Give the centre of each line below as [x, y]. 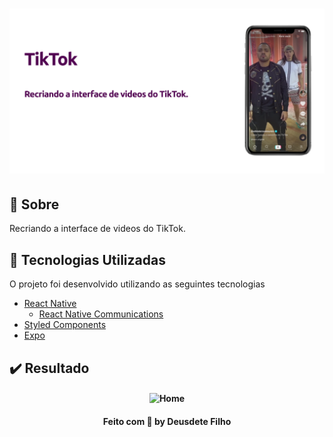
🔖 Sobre [34, 204]
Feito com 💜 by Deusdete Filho [167, 421]
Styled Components [65, 325]
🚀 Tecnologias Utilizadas [87, 259]
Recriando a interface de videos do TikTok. [97, 229]
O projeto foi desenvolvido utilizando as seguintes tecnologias [137, 284]
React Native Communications [101, 314]
